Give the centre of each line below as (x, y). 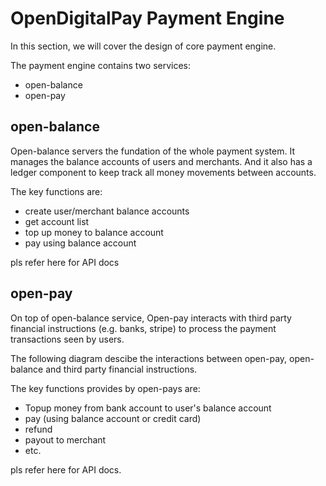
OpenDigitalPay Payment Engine (147, 18)
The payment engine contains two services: (101, 65)
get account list (57, 221)
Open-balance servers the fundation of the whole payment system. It (153, 151)
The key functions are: (56, 191)
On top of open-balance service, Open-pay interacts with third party (151, 318)
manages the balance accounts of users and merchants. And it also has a (161, 161)
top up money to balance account (94, 232)
